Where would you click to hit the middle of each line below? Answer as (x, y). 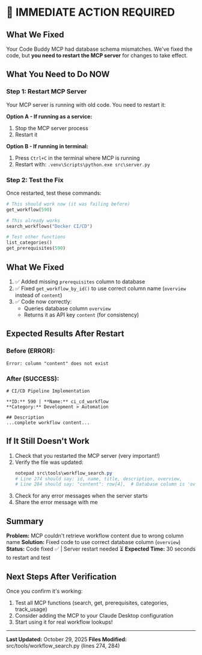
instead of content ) (38, 295)
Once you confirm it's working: (44, 591)
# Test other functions (36, 237)
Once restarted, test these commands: (54, 193)
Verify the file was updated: (49, 462)
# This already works (33, 220)
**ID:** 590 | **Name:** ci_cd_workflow (58, 401)
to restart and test (29, 558)
